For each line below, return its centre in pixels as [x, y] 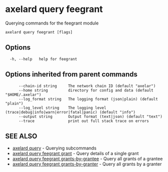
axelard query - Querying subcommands [54, 148]
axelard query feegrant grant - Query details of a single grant [75, 153]
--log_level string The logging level [62, 108]
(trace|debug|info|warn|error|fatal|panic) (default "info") [70, 112]
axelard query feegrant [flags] [39, 32]
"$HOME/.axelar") [23, 94]
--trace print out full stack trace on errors [84, 121]
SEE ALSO [21, 136]
